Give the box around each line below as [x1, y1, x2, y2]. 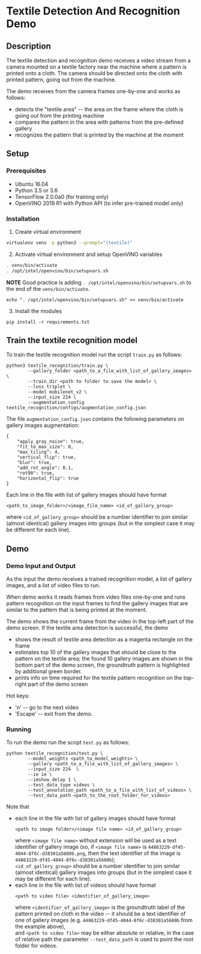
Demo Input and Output [6, 561, 76, 570]
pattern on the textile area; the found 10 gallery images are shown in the [14, 655, 193, 662]
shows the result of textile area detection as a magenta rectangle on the [14, 636, 193, 643]
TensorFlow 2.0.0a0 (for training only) [14, 193, 109, 200]
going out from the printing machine [14, 112, 104, 119]
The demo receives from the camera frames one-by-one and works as [6, 88, 181, 94]
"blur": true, [17, 460, 52, 466]
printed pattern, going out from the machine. [6, 76, 116, 83]
